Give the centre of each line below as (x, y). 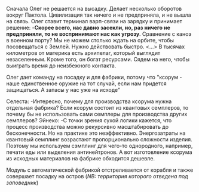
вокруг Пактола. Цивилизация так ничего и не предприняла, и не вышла (99, 15)
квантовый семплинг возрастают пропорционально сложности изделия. (99, 139)
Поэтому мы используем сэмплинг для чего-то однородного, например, (99, 146)
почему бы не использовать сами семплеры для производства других (97, 114)
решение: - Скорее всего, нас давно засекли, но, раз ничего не (88, 27)
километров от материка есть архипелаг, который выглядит (83, 53)
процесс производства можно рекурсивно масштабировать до (88, 127)
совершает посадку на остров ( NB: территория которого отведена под (97, 176)
